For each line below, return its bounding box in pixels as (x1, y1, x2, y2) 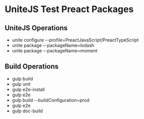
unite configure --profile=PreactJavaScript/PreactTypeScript (12, 37, 139, 43)
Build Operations (5, 62, 59, 71)
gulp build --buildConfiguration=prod (12, 97, 89, 103)
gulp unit (12, 81, 31, 87)
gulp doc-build (12, 107, 43, 114)
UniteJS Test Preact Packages (5, 4, 134, 15)
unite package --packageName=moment (12, 48, 98, 53)
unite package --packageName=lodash (12, 42, 94, 48)
